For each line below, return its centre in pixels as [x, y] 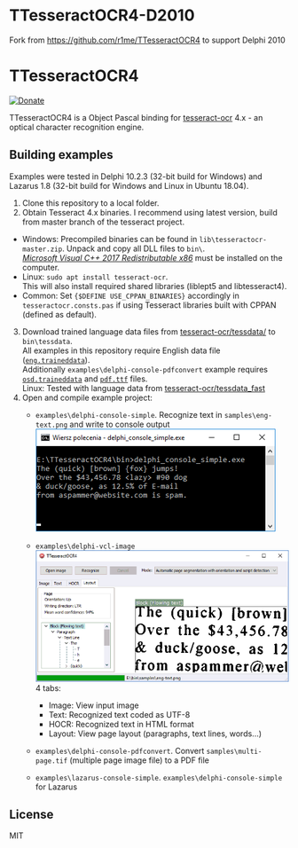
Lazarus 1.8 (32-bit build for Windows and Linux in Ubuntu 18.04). [129, 185]
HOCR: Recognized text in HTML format [122, 724]
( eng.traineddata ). [56, 359]
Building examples [61, 155]
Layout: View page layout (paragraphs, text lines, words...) [155, 734]
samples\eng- [248, 415]
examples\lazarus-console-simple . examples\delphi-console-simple [159, 777]
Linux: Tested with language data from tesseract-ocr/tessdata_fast [144, 388]
